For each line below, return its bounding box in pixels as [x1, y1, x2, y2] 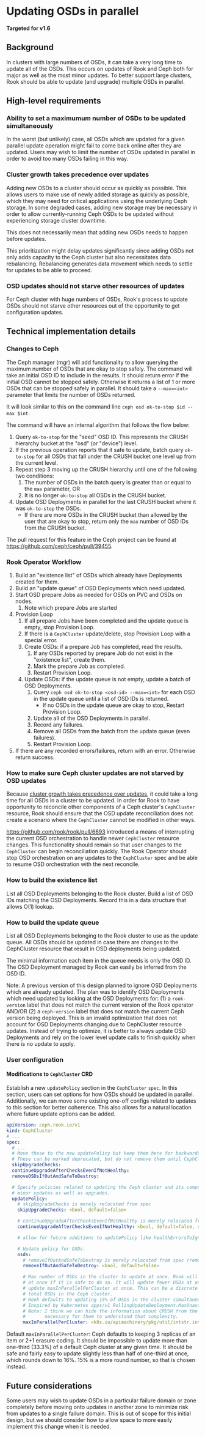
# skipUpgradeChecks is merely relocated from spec [17, 1201, 151, 1207]
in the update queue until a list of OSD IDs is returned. [33, 695, 169, 703]
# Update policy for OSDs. [17, 1246, 86, 1252]
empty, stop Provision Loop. [24, 624, 95, 631]
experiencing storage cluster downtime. [6, 217, 107, 224]
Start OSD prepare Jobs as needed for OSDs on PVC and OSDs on [15, 591, 182, 599]
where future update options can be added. [6, 1110, 116, 1117]
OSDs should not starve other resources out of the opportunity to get [6, 302, 180, 309]
